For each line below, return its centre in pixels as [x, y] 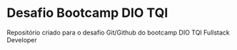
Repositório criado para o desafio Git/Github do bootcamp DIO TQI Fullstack [118, 32]
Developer [22, 39]
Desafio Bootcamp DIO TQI [87, 13]
